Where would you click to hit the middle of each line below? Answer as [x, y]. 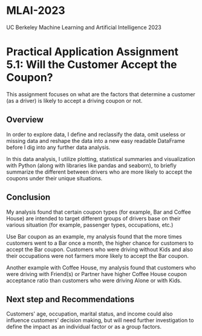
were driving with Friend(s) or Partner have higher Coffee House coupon [97, 274]
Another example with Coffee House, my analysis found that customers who [101, 268]
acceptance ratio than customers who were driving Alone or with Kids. [94, 280]
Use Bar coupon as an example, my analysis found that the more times [94, 236]
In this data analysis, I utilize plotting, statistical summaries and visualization [101, 159]
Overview [25, 120]
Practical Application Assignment [92, 52]
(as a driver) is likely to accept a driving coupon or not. [74, 100]
